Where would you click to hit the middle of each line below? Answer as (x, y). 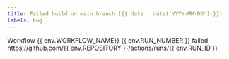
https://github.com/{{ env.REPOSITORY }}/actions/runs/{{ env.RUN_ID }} (112, 48)
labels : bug (25, 20)
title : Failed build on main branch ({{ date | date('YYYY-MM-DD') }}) (115, 14)
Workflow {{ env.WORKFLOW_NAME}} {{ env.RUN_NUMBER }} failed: (108, 40)
